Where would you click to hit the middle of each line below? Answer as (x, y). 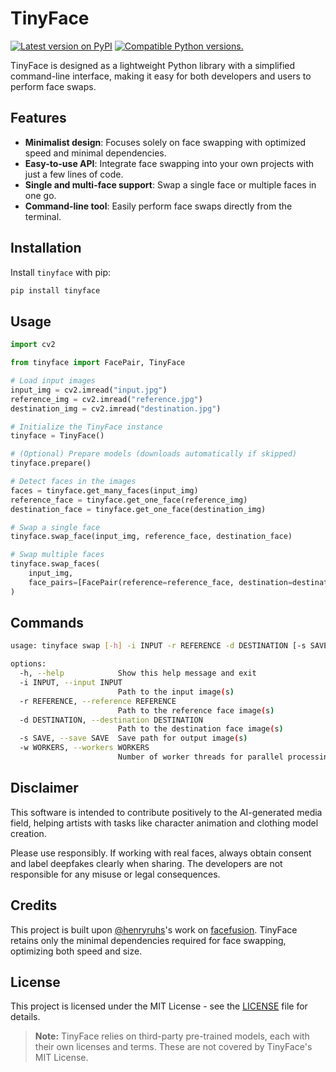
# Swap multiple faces (57, 555)
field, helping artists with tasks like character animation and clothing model (164, 823)
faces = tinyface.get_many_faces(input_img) (104, 490)
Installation (46, 248)
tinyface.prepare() (51, 463)
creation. (28, 833)
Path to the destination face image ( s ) (200, 729)
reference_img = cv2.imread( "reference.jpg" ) (106, 399)
